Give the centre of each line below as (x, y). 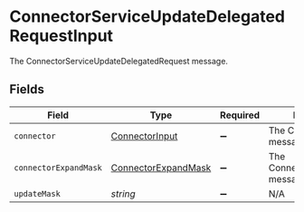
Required (240, 115)
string (123, 194)
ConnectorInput (144, 136)
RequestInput (62, 36)
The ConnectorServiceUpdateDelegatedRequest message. (119, 61)
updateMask (37, 193)
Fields (27, 89)
